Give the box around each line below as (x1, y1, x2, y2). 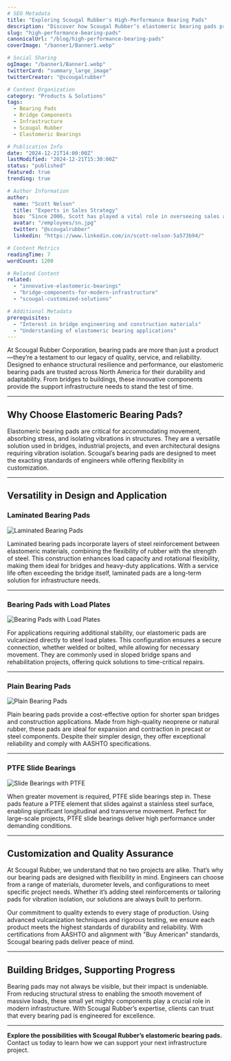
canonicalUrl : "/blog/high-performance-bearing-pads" (7, 36, 165, 43)
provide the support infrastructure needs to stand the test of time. (7, 382, 194, 391)
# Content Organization (7, 86, 76, 93)
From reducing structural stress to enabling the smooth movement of (7, 989, 202, 998)
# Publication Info (7, 143, 63, 150)
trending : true (7, 175, 51, 182)
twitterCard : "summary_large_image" (7, 67, 112, 74)
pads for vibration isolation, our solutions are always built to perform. (7, 895, 203, 904)
